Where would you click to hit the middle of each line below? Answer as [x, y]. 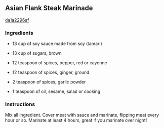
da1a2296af [17, 20]
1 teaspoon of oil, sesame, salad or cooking [56, 91]
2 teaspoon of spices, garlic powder [49, 82]
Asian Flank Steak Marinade [49, 8]
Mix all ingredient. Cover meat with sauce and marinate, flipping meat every [82, 115]
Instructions [20, 104]
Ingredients [19, 33]
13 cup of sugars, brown [37, 53]
